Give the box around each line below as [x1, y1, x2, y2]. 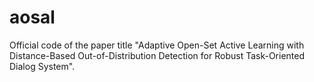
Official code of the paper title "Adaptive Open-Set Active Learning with [9, 39, 305, 51]
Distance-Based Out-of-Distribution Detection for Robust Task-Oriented [9, 49, 306, 61]
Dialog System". [9, 60, 76, 72]
